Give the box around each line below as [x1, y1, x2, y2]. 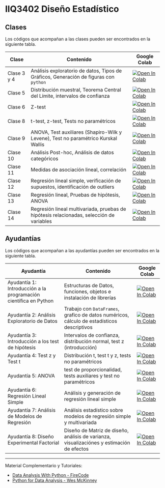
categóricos [30, 155, 58, 162]
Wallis [30, 141, 45, 148]
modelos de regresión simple [64, 413, 131, 420]
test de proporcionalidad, [64, 366, 122, 373]
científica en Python [7, 297, 54, 304]
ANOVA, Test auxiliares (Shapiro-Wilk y [30, 129, 122, 136]
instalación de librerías [64, 294, 116, 301]
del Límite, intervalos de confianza [30, 92, 110, 99]
